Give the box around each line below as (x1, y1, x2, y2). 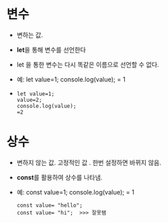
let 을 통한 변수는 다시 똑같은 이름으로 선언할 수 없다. (16, 60, 160, 68)
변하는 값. (16, 31, 43, 39)
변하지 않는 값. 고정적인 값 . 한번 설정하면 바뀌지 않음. (16, 158, 162, 167)
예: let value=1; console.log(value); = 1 (16, 75, 126, 84)
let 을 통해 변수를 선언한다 (16, 45, 86, 54)
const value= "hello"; (16, 201, 83, 209)
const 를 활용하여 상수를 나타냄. (16, 173, 102, 181)
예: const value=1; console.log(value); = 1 (16, 187, 135, 196)
